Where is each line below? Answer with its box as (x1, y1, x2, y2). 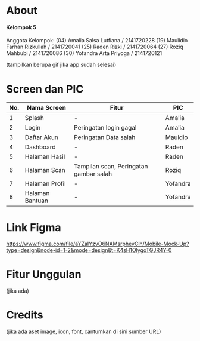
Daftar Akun (24, 133, 58, 142)
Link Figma (6, 220, 61, 234)
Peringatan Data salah (74, 133, 136, 142)
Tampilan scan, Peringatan (74, 162, 148, 171)
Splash (24, 114, 45, 122)
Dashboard (24, 143, 56, 151)
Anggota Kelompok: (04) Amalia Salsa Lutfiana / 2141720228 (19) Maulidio (6, 37, 188, 44)
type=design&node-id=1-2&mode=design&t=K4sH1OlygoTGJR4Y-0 (6, 247, 172, 254)
